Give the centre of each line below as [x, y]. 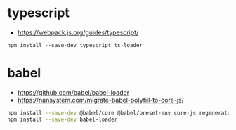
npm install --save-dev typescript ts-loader [75, 45]
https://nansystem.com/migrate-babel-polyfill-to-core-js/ [100, 100]
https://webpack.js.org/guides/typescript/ [78, 32]
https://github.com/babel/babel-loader [73, 92]
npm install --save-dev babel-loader [63, 119]
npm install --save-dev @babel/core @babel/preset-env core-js [102, 113]
